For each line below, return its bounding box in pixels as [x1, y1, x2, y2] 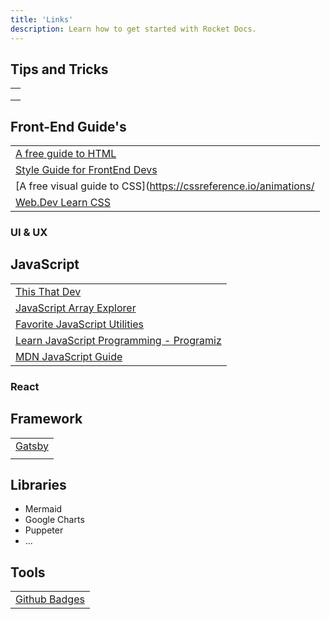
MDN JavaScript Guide [15, 349, 123, 363]
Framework [10, 411, 83, 428]
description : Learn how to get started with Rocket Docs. [10, 24, 257, 34]
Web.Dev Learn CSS [15, 196, 111, 210]
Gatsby [15, 439, 49, 453]
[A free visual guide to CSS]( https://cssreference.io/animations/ [15, 179, 315, 193]
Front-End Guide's [10, 118, 127, 135]
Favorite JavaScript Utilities [15, 317, 145, 331]
